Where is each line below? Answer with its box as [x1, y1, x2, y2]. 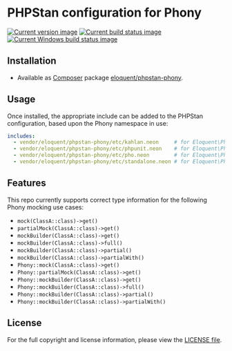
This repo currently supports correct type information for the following [7, 196, 207, 204]
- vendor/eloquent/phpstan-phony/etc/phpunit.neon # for [13, 145, 190, 153]
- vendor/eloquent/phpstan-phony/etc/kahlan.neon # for [13, 139, 190, 146]
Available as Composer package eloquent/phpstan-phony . [17, 73, 184, 82]
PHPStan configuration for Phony [7, 5, 202, 21]
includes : [7, 133, 36, 140]
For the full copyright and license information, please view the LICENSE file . [7, 335, 222, 343]
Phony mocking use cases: [7, 202, 84, 211]
